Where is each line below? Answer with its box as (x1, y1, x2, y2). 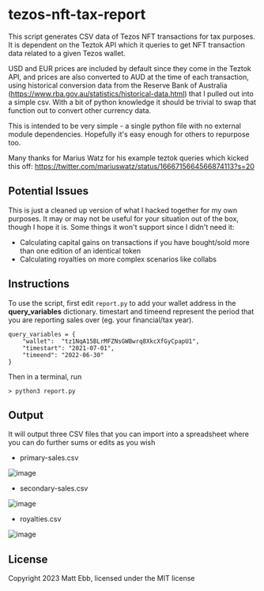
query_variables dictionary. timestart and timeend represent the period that (8, 307, 255, 316)
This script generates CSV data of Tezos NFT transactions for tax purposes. (8, 32, 255, 41)
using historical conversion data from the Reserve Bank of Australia (8, 81, 228, 90)
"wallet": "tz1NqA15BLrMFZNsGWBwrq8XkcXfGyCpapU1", (22, 337, 200, 345)
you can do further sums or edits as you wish (8, 438, 156, 447)
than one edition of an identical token (19, 246, 141, 255)
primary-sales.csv (19, 453, 79, 463)
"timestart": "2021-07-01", (22, 344, 115, 352)
